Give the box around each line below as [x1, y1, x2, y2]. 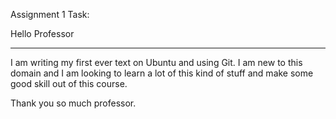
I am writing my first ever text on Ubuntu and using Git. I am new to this [10, 57, 303, 68]
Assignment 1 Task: [10, 9, 90, 20]
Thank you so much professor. [10, 97, 137, 109]
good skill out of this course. [10, 78, 128, 89]
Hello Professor [10, 28, 75, 39]
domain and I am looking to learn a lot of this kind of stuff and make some [10, 67, 314, 79]
